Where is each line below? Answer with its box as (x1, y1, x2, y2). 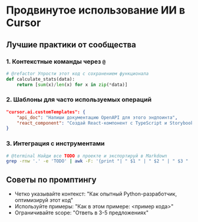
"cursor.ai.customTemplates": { (6, 109, 85, 115)
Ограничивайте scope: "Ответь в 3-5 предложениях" (14, 209, 149, 216)
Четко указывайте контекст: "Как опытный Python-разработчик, (14, 190, 177, 198)
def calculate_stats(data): (6, 76, 75, 82)
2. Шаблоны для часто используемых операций (6, 96, 152, 104)
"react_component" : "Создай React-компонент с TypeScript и (16, 120, 167, 126)
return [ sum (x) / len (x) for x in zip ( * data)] (16, 81, 128, 87)
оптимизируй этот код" (14, 197, 74, 204)
